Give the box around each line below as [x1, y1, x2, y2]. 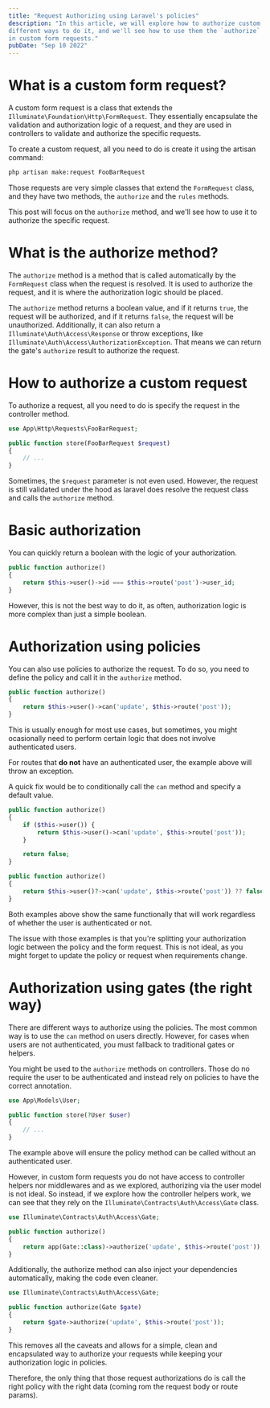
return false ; [22, 850, 70, 858]
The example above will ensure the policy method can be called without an [8, 1148, 256, 1157]
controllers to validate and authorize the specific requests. [8, 129, 202, 138]
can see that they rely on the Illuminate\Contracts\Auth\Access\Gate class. [8, 1198, 260, 1207]
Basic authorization [8, 521, 141, 540]
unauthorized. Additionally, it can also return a [8, 319, 161, 330]
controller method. [8, 409, 70, 418]
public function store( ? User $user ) [8, 1111, 131, 1119]
